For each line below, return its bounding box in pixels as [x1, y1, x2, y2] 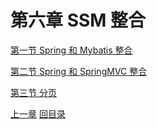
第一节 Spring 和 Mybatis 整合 [10, 44, 133, 56]
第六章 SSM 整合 [10, 9, 147, 32]
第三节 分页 [10, 86, 57, 98]
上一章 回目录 [10, 107, 66, 120]
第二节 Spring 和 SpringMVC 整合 [10, 65, 148, 77]
